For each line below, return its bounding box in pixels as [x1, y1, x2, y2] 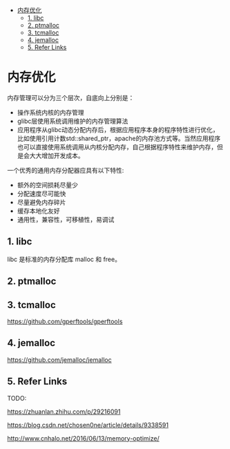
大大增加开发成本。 [29, 151, 84, 160]
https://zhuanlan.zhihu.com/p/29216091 [7, 407, 121, 416]
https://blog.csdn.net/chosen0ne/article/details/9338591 [7, 421, 169, 429]
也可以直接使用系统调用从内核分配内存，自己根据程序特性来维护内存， [17, 142, 218, 151]
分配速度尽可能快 [17, 189, 66, 198]
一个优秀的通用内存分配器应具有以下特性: [7, 166, 124, 174]
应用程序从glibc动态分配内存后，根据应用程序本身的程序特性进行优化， [17, 125, 219, 133]
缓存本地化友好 [17, 207, 60, 215]
